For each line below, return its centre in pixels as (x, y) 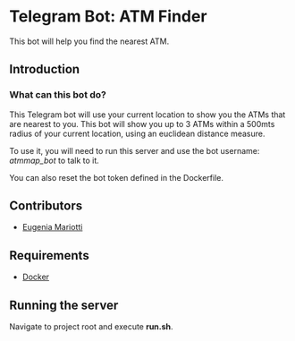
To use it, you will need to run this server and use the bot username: (135, 150)
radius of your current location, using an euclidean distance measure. (137, 133)
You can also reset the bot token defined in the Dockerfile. (116, 177)
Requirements (49, 256)
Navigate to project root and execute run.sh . (91, 327)
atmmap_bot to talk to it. (55, 160)
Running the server (64, 305)
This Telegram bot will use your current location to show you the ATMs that (147, 115)
